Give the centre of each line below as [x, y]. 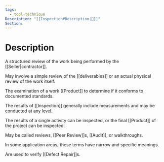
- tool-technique [27, 14]
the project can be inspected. [35, 126]
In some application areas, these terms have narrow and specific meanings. [82, 145]
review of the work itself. [30, 81]
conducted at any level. [29, 111]
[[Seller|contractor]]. [26, 66]
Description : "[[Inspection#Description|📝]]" [53, 19]
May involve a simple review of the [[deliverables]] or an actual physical [78, 76]
